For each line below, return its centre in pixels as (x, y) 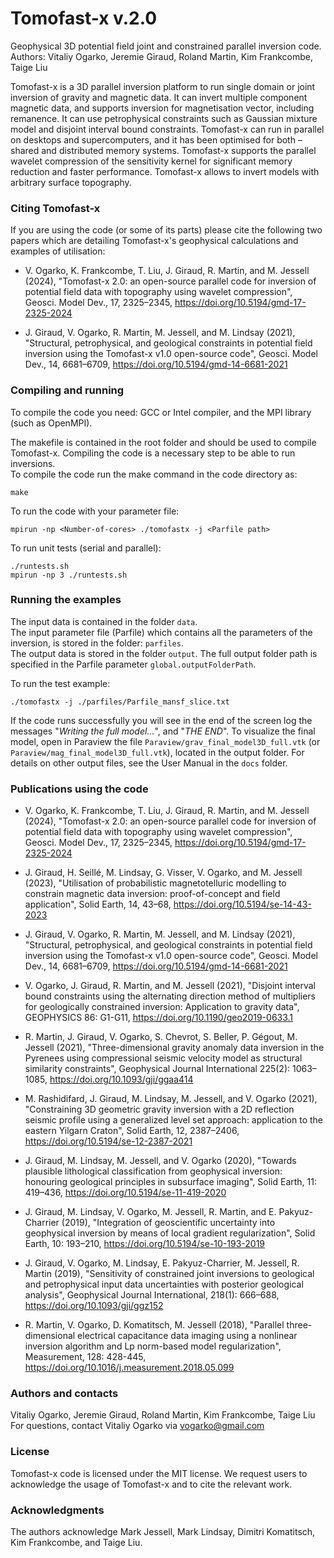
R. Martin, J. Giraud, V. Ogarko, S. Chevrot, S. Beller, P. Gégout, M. (161, 1037)
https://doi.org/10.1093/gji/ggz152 (94, 1306)
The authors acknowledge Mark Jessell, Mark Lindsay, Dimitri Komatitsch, (163, 1532)
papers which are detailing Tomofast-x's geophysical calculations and (154, 241)
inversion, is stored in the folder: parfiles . (97, 643)
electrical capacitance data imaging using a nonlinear (187, 1336)
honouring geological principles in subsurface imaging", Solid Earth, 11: (171, 1182)
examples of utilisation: (58, 251)
